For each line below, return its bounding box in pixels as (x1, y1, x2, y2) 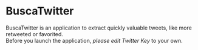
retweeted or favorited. (5, 30, 63, 37)
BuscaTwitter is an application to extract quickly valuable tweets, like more (5, 24, 192, 31)
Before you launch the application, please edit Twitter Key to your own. (5, 37, 183, 44)
